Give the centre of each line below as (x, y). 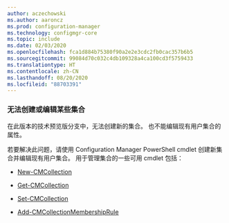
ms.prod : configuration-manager (54, 26)
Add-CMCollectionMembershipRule (68, 212)
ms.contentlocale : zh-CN (43, 71)
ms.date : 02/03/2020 (37, 46)
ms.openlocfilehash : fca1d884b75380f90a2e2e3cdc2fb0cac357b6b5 (100, 52)
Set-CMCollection (43, 198)
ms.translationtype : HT (42, 65)
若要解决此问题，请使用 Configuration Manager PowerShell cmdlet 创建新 (112, 149)
